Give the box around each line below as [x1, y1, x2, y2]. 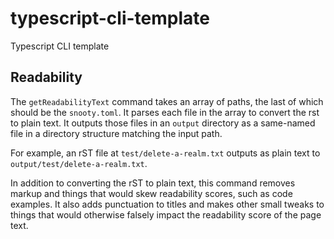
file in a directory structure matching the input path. [10, 127, 223, 139]
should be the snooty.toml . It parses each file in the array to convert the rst [10, 106, 320, 118]
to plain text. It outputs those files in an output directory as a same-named [10, 117, 316, 129]
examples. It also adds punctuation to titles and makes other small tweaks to [10, 198, 325, 210]
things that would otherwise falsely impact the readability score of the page [10, 208, 322, 221]
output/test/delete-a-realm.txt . [10, 157, 148, 169]
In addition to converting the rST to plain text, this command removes [10, 177, 296, 189]
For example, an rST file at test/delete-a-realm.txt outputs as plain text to [10, 147, 321, 159]
